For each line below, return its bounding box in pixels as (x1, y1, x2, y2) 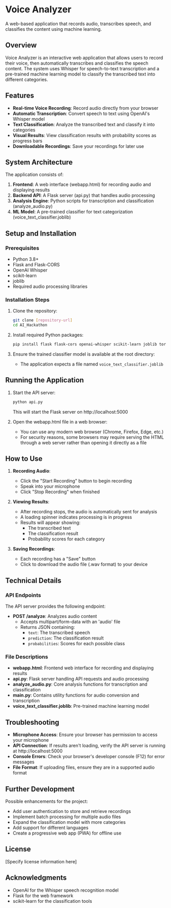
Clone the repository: (12, 308, 58, 314)
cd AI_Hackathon (12, 322, 47, 328)
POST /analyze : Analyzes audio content (12, 613, 97, 620)
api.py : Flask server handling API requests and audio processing (12, 676, 149, 682)
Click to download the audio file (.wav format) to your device (20, 561, 148, 568)
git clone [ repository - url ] (12, 318, 72, 323)
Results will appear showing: (20, 519, 81, 526)
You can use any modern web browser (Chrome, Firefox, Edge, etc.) (20, 429, 164, 435)
